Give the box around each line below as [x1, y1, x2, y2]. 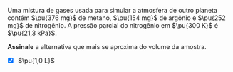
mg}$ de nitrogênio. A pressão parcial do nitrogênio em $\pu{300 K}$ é [7, 21, 219, 29]
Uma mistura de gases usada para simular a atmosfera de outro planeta [7, 6, 218, 14]
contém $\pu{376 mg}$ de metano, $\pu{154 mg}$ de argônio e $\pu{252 [7, 14, 226, 22]
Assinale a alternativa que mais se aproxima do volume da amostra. [7, 43, 207, 51]
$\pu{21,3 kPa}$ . [7, 29, 57, 37]
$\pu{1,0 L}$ [17, 56, 55, 65]
